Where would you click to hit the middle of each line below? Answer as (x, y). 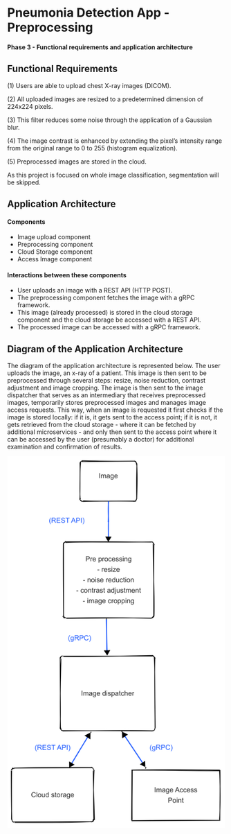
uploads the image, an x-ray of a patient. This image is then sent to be (107, 373)
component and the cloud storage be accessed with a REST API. (109, 320)
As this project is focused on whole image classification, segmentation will (113, 175)
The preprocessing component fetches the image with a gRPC (106, 298)
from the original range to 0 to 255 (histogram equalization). (92, 148)
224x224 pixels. (30, 106)
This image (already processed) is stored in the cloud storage (105, 313)
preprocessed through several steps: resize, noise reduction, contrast (107, 381)
